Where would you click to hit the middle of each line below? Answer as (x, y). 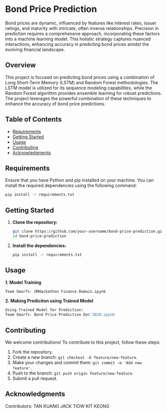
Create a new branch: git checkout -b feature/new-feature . (75, 357)
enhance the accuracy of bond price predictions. (55, 104)
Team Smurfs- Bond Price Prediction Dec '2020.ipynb (60, 315)
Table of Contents (34, 119)
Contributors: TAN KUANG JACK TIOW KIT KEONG (57, 406)
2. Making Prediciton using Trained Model (49, 301)
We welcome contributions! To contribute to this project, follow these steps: (83, 342)
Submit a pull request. (35, 378)
